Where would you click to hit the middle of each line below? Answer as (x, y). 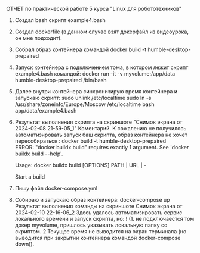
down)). (24, 244)
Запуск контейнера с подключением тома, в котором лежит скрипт (101, 67)
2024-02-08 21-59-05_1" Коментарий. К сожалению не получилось (101, 128)
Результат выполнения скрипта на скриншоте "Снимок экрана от (99, 122)
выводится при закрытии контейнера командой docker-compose (98, 238)
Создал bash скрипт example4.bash (60, 20)
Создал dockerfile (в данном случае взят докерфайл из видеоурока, (102, 32)
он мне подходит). (38, 38)
